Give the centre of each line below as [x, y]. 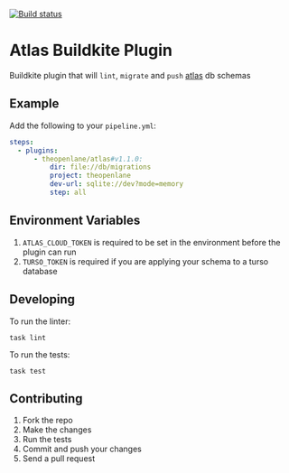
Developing [42, 299]
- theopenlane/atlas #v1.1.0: [88, 159]
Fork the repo [48, 421]
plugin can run [49, 252]
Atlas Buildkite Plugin [91, 51]
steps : [22, 142]
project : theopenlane [90, 176]
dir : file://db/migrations [100, 167]
